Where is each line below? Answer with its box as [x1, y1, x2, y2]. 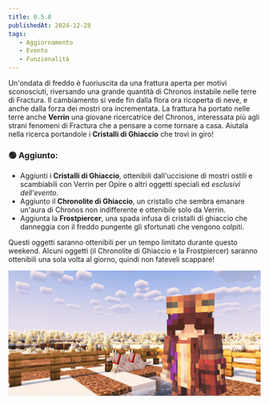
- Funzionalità [18, 55, 70, 63]
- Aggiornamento [18, 38, 74, 46]
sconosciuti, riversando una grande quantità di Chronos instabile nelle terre [8, 87, 257, 96]
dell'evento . [19, 188, 58, 198]
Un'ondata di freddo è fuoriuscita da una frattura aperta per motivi [8, 79, 227, 87]
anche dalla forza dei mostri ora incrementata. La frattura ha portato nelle [8, 104, 251, 113]
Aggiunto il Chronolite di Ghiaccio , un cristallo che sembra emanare [19, 196, 246, 206]
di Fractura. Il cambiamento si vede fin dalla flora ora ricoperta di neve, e [8, 95, 248, 104]
